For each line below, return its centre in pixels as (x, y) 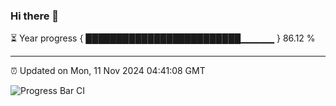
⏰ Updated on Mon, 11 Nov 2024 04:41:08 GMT (108, 71)
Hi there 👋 (35, 16)
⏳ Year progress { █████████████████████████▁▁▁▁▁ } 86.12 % (163, 38)
